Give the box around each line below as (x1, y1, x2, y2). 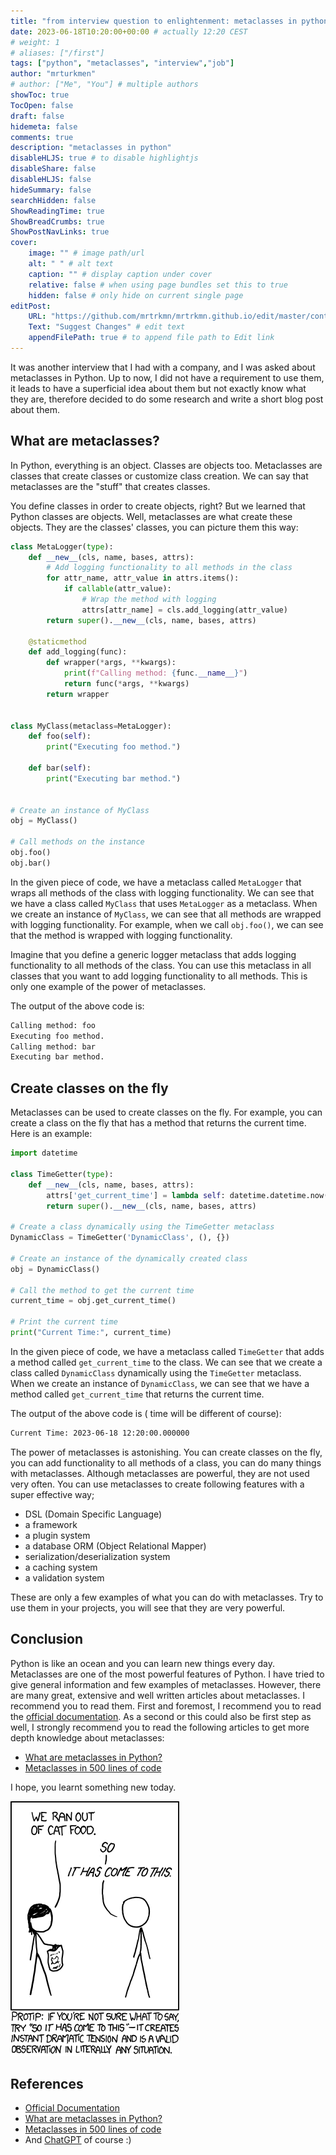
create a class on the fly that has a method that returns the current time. (10, 1117, 307, 1129)
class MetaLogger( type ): (10, 541, 114, 552)
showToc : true (10, 90, 70, 100)
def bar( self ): (28, 763, 92, 774)
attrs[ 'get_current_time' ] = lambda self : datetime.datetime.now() (46, 1190, 333, 1200)
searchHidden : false (10, 195, 97, 205)
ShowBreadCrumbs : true (10, 216, 105, 227)
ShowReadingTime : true (10, 206, 105, 216)
